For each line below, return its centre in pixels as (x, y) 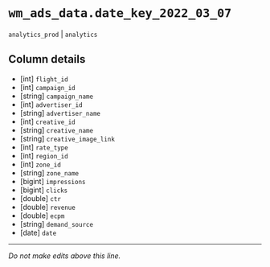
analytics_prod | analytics (53, 34)
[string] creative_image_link (67, 138)
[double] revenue (48, 207)
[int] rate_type (44, 147)
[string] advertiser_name (60, 113)
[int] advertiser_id (51, 104)
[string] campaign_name (57, 96)
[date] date (38, 232)
